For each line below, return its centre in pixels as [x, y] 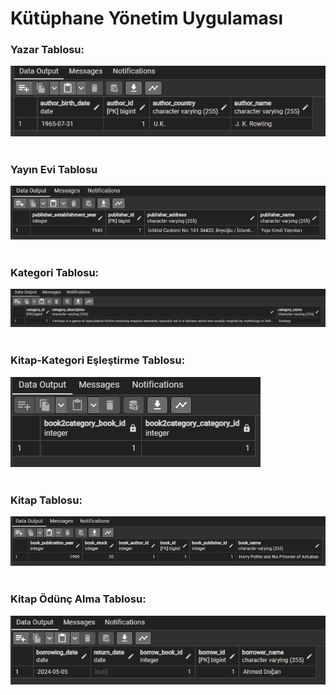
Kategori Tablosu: [55, 272]
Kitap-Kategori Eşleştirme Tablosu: [98, 360]
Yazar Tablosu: [47, 50]
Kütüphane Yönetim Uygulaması [146, 18]
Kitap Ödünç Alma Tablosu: [78, 599]
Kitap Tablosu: [46, 500]
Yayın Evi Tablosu [54, 169]
